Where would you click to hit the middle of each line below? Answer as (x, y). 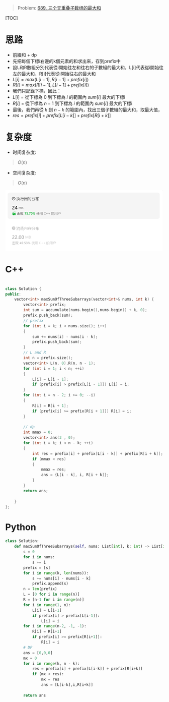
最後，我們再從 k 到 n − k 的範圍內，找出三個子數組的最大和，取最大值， (87, 109)
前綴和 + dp (25, 54)
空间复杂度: (24, 172)
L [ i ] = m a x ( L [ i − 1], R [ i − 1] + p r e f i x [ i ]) (51, 79)
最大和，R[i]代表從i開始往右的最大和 (59, 74)
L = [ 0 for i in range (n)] (52, 595)
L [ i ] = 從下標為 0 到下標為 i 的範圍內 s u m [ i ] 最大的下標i (69, 97)
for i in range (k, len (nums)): (56, 573)
